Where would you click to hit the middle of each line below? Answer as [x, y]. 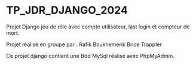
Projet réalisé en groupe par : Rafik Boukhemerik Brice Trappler [84, 44]
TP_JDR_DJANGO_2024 [67, 10]
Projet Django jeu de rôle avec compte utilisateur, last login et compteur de [98, 27]
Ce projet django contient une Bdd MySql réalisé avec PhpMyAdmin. [90, 56]
